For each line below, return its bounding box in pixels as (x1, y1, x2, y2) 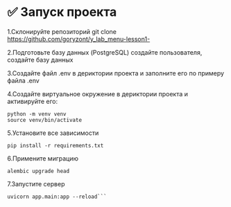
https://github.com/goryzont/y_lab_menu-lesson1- (7, 35, 151, 43)
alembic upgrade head (7, 168, 70, 174)
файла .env (7, 76, 40, 84)
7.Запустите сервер (7, 179, 65, 188)
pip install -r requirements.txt (7, 142, 104, 149)
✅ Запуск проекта (7, 4, 117, 20)
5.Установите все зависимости (7, 129, 99, 137)
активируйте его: (7, 97, 58, 105)
